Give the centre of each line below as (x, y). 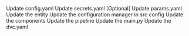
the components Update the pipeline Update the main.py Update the (89, 21)
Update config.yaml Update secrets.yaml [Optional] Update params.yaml (94, 8)
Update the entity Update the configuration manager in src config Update (95, 15)
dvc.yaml (17, 27)
